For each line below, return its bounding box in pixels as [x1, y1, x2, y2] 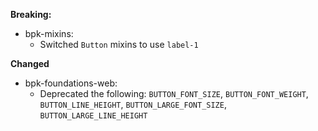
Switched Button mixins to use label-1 [39, 39, 199, 50]
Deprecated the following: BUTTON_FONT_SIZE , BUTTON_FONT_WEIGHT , [39, 88, 309, 99]
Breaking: [10, 9, 52, 20]
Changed [10, 58, 50, 69]
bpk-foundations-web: [24, 77, 118, 89]
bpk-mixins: [24, 28, 74, 39]
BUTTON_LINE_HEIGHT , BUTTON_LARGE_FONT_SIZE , [39, 99, 227, 110]
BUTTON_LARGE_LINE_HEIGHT [39, 111, 148, 121]
